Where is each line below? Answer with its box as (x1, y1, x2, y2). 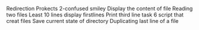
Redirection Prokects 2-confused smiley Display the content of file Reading (6, 5, 193, 12)
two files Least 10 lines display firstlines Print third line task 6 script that (6, 11, 184, 18)
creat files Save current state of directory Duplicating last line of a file (6, 18, 179, 24)
